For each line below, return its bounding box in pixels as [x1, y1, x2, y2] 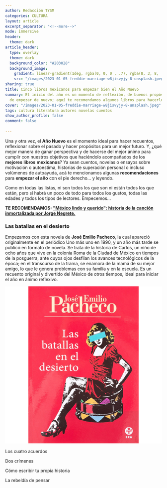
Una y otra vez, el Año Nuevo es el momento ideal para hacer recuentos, [5, 138, 155, 144]
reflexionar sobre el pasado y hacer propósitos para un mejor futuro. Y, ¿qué [5, 143, 162, 149]
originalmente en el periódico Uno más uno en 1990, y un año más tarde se [5, 239, 159, 245]
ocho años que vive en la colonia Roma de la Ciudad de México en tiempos [5, 250, 159, 256]
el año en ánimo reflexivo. [5, 277, 58, 283]
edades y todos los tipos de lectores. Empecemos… [5, 195, 111, 201]
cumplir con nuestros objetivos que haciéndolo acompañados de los [5, 154, 145, 160]
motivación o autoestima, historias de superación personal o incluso [5, 164, 145, 170]
